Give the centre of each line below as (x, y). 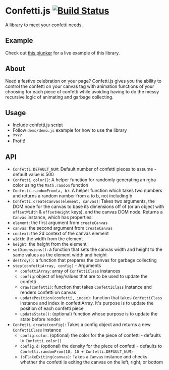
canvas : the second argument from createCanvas (63, 228)
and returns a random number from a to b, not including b (72, 196)
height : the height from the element (49, 244)
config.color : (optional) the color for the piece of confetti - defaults (91, 335)
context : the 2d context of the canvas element (61, 233)
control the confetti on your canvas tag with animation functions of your (80, 86)
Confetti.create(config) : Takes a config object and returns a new (81, 325)
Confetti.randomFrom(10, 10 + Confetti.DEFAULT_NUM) (77, 352)
